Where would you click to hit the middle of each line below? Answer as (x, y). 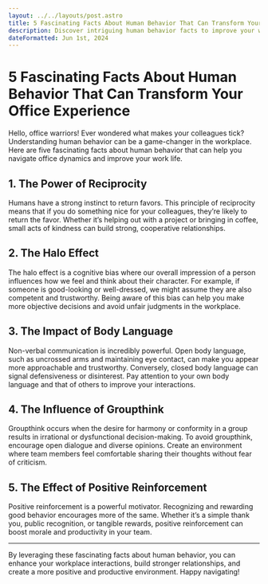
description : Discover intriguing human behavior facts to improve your (132, 30)
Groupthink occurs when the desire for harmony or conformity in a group (128, 429)
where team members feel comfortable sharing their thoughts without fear (130, 454)
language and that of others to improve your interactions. (102, 384)
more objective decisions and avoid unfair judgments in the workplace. (124, 306)
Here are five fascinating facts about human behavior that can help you (125, 150)
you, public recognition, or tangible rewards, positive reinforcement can (126, 523)
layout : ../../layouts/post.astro (66, 16)
